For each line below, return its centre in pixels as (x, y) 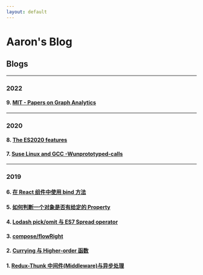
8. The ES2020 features (37, 140)
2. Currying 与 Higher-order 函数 (47, 251)
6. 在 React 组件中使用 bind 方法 (46, 192)
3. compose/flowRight (35, 236)
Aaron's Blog (39, 41)
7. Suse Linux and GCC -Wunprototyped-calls (65, 154)
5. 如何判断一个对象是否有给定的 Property (58, 207)
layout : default (27, 12)
